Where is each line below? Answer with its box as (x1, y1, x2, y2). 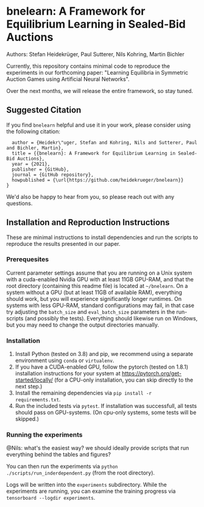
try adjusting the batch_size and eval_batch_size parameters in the (6, 308, 175, 316)
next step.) (15, 383, 43, 390)
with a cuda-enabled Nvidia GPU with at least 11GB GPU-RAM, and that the (6, 275, 194, 283)
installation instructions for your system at (15, 370, 121, 377)
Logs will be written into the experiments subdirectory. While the (6, 481, 167, 489)
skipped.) (15, 415, 40, 423)
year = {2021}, (12, 161, 51, 167)
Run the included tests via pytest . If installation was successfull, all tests (15, 402, 197, 410)
